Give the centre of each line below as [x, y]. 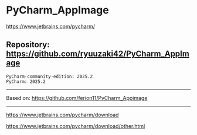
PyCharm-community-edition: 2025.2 [50, 77]
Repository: [28, 45]
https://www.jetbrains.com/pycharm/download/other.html [76, 126]
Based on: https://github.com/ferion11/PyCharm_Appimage [77, 98]
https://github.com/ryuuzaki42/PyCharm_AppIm [98, 54]
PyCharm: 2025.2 [26, 82]
